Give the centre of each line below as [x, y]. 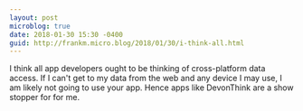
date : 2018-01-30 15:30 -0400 [66, 34]
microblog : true [40, 26]
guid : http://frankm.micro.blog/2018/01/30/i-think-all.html [127, 43]
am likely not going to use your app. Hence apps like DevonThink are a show [151, 88]
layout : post [34, 18]
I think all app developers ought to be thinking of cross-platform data [137, 69]
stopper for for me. [44, 97]
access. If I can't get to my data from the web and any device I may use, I [146, 79]
